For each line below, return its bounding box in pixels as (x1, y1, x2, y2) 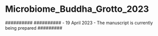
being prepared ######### (5, 25, 63, 31)
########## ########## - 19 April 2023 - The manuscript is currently (5, 20, 153, 26)
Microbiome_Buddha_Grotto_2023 (5, 3, 149, 15)
